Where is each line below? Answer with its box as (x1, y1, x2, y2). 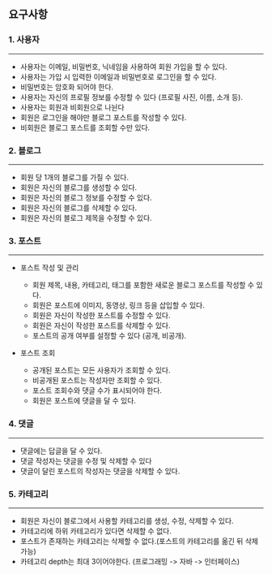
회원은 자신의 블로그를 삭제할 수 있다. (19, 202, 138, 213)
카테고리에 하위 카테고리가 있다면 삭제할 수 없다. (19, 526, 172, 536)
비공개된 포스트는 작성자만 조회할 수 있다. (32, 376, 163, 386)
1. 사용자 (8, 34, 40, 45)
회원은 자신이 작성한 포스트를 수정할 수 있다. (32, 311, 171, 321)
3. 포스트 (8, 235, 42, 246)
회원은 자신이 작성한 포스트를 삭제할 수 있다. (32, 321, 171, 330)
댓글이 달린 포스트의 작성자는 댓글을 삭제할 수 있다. (19, 466, 181, 476)
